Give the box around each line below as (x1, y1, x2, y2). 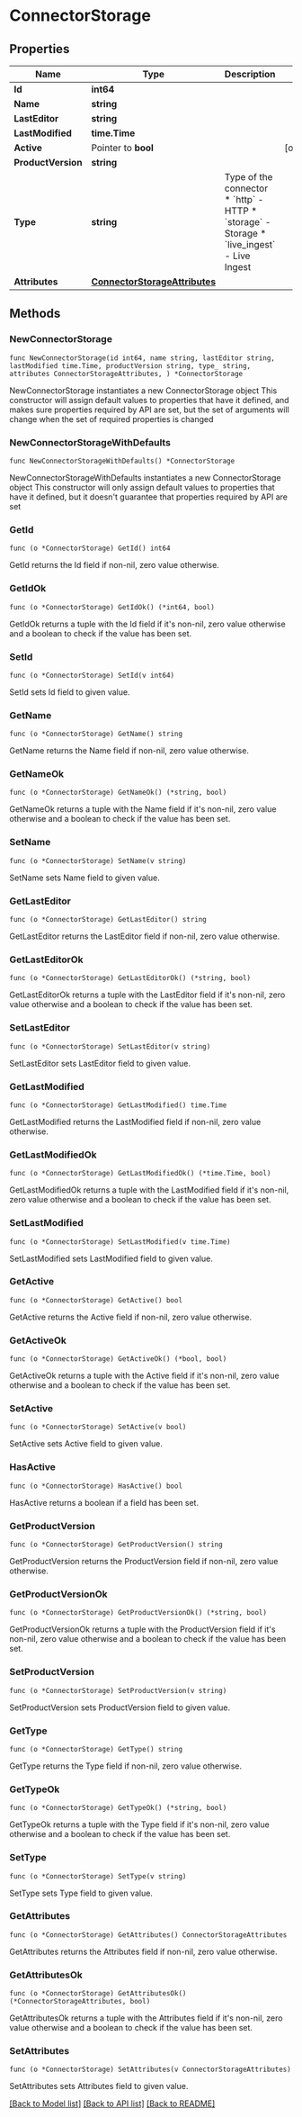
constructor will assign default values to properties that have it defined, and (9, 394, 289, 405)
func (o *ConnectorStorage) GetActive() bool (9, 1295, 182, 1305)
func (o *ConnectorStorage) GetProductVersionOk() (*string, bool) (9, 1608, 268, 1617)
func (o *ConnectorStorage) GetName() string (9, 730, 182, 739)
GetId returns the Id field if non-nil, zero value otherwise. (9, 560, 220, 571)
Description (224, 68, 276, 80)
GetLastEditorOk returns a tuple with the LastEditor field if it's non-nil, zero (9, 989, 286, 1000)
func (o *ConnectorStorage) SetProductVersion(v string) (9, 1686, 227, 1695)
